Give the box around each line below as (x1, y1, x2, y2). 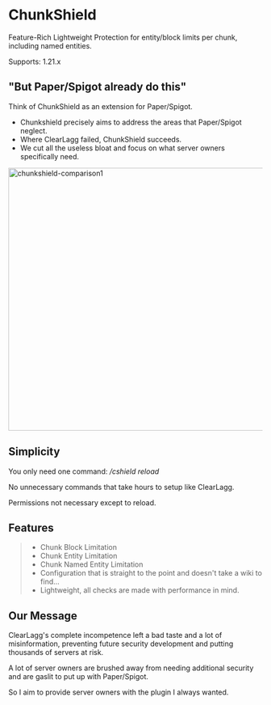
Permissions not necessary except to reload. (8, 497, 156, 507)
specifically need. (19, 151, 79, 161)
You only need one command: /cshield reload (8, 466, 160, 476)
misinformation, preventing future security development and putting (8, 639, 234, 648)
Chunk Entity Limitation (40, 551, 118, 561)
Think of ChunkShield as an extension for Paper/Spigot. (8, 101, 194, 111)
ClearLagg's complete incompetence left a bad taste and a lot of (8, 631, 223, 640)
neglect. (19, 125, 48, 135)
